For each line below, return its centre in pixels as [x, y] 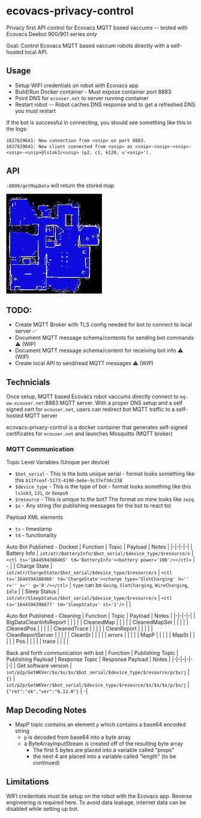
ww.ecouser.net [25, 404]
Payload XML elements [35, 518]
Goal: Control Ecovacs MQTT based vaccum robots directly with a [88, 46]
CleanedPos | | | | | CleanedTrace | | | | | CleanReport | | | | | [79, 628]
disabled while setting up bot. [43, 809]
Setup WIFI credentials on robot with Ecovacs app [77, 85]
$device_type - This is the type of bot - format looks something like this [103, 486]
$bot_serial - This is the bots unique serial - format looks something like [105, 474]
